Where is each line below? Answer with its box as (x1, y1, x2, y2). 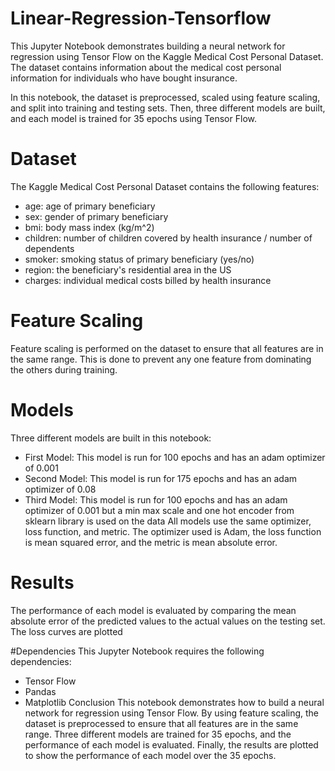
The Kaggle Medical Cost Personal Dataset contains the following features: (10, 180, 320, 192)
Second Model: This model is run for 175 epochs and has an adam (24, 472, 298, 484)
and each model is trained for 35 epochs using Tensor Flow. (10, 112, 257, 124)
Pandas (24, 685, 57, 697)
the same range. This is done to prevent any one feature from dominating (10, 353, 312, 365)
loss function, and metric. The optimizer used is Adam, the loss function (24, 525, 322, 537)
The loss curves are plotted (10, 625, 123, 637)
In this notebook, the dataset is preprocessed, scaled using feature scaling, (10, 91, 321, 103)
